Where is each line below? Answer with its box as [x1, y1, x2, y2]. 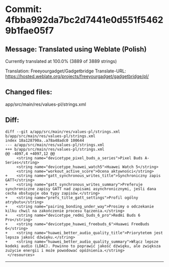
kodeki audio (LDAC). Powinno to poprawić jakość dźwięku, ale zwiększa [5, 243, 161, 248]
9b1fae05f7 [5, 25, 54, 36]
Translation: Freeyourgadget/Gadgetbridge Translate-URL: [5, 68, 127, 74]
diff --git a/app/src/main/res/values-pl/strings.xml [5, 129, 121, 134]
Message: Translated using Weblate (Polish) [5, 45, 147, 53]
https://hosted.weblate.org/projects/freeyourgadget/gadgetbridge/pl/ [5, 73, 149, 79]
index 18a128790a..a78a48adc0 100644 [5, 138, 84, 143]
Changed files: [5, 88, 53, 97]
